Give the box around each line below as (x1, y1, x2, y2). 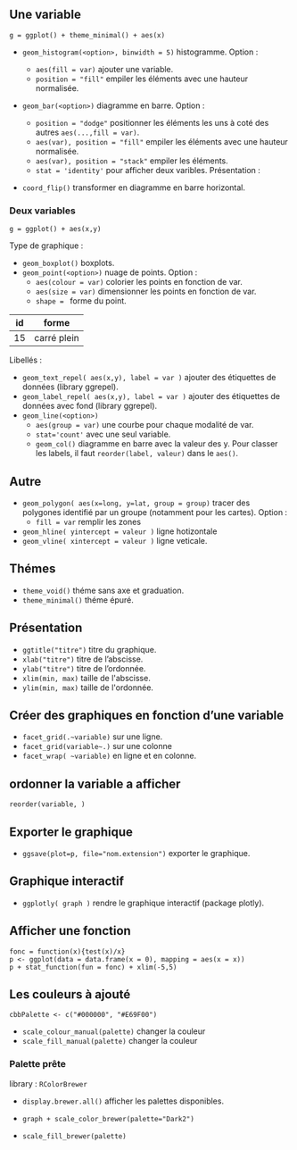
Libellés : (9, 354, 43, 365)
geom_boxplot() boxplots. (21, 258, 115, 269)
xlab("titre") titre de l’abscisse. (21, 654, 144, 664)
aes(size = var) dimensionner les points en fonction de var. (35, 286, 257, 297)
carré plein (34, 332, 80, 345)
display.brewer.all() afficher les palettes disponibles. (21, 1096, 225, 1106)
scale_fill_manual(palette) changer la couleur (21, 1036, 198, 1046)
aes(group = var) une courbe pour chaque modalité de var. (35, 420, 254, 430)
